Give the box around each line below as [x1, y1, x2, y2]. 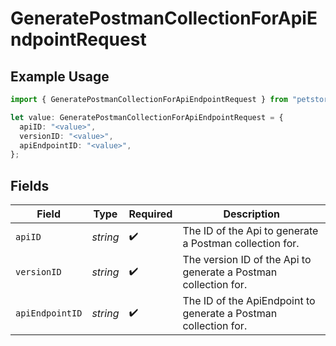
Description [223, 207, 280, 221]
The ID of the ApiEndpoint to [182, 294, 316, 308]
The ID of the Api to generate [182, 224, 319, 238]
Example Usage [10, 68, 110, 85]
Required [128, 207, 173, 221]
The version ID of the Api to [182, 253, 312, 267]
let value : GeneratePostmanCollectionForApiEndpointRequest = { [10, 112, 284, 122]
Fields [10, 177, 50, 194]
